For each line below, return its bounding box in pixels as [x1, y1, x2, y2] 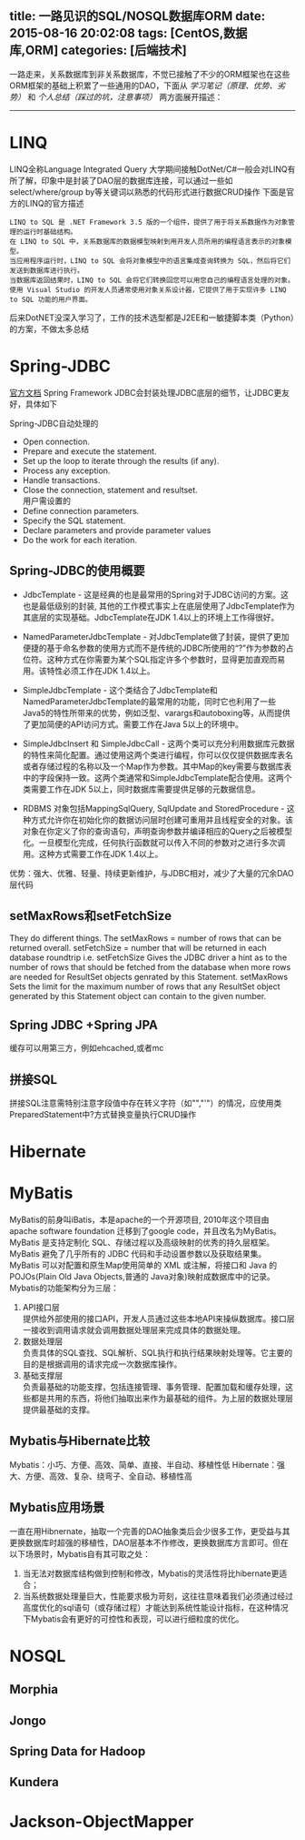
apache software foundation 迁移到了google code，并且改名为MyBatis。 [9, 1226, 281, 1237]
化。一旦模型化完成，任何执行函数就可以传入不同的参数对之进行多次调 [22, 836, 286, 848]
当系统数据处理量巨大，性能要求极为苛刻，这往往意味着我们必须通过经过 [22, 1591, 293, 1602]
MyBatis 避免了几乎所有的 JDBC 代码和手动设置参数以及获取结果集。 [9, 1249, 267, 1259]
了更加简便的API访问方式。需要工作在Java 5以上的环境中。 [22, 718, 243, 730]
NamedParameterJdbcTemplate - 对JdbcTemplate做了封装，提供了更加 [22, 631, 290, 642]
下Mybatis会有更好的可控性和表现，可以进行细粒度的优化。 [22, 1613, 244, 1624]
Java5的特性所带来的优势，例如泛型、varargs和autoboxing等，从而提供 [22, 707, 290, 718]
